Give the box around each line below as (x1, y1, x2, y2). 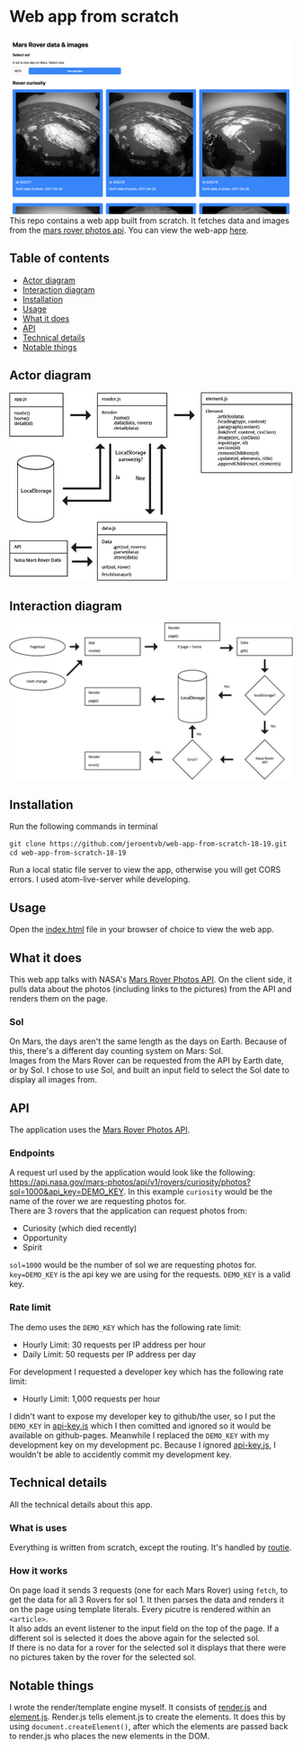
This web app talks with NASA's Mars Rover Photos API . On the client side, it (9, 975, 292, 985)
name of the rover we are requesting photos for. (9, 1196, 187, 1207)
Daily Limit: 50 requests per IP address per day (22, 1348, 196, 1359)
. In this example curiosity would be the (123, 1186, 273, 1197)
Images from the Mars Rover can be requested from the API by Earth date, (9, 1056, 285, 1066)
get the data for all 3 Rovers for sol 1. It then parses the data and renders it (9, 1594, 285, 1605)
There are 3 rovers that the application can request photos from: (9, 1205, 247, 1217)
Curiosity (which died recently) (22, 1223, 138, 1234)
